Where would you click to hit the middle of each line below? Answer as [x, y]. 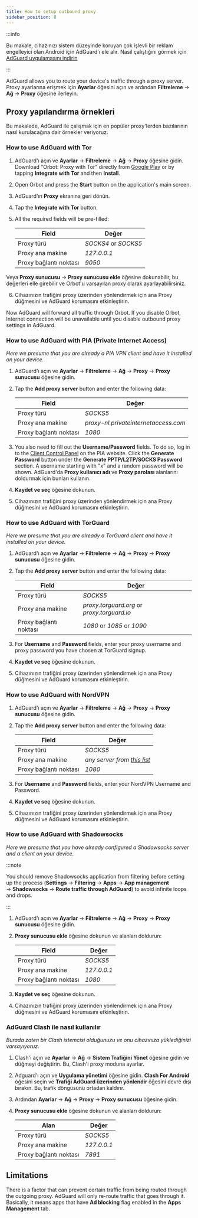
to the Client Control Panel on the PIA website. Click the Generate [94, 453]
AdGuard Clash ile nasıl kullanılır [54, 1027]
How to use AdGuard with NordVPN [58, 695]
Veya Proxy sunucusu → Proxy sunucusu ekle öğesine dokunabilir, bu [92, 277]
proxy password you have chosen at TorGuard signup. [80, 651]
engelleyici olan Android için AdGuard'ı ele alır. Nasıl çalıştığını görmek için [96, 51]
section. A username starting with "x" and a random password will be [99, 466]
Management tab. [28, 1209]
